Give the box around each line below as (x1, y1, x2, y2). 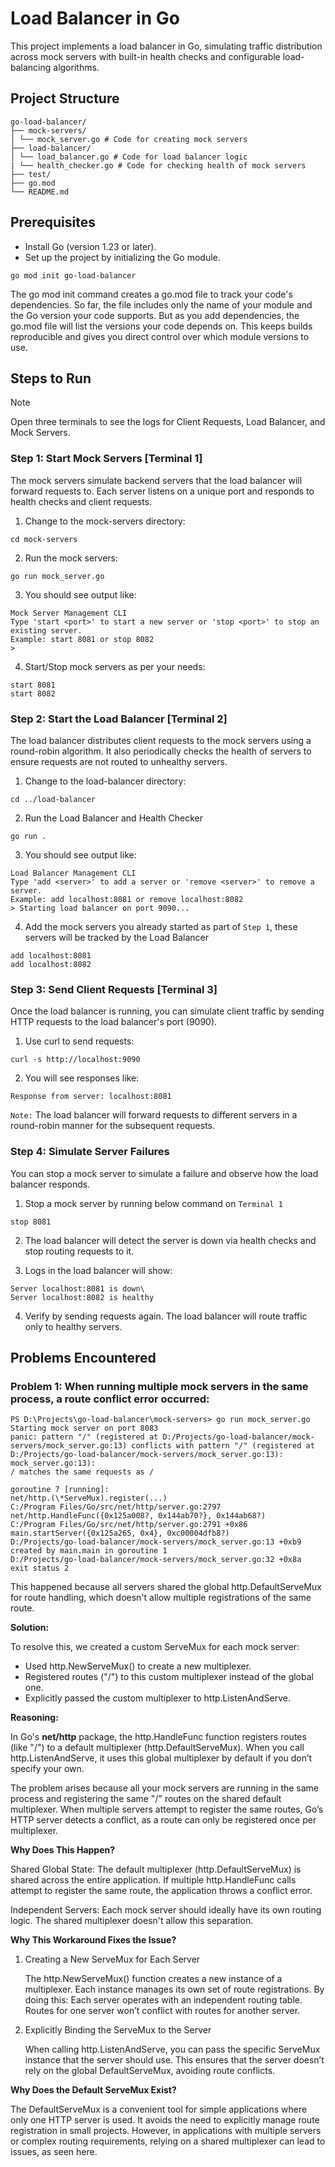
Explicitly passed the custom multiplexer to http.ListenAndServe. (24, 1692, 292, 1704)
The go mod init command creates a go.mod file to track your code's (10, 288, 293, 300)
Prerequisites (10, 214, 96, 231)
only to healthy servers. (24, 1320, 123, 1332)
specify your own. (10, 1763, 85, 1775)
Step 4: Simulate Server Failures (10, 1145, 170, 1159)
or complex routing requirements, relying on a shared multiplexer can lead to (10, 2135, 326, 2147)
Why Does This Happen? (10, 1844, 116, 1856)
